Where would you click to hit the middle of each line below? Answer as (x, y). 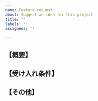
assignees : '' (20, 29)
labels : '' (17, 24)
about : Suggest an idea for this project (49, 15)
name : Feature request (29, 10)
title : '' (16, 19)
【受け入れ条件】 (32, 73)
